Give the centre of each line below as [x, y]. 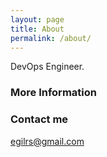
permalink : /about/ [51, 38]
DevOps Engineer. [47, 67]
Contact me [39, 119]
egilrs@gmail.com [47, 141]
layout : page [37, 19]
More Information [53, 93]
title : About [37, 29]
